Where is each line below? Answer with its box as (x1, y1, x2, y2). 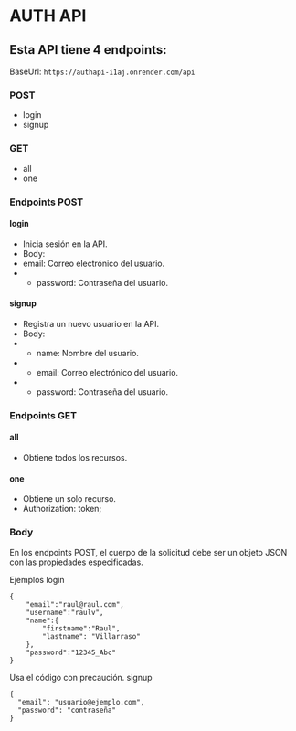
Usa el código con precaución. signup (9, 672, 153, 683)
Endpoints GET (9, 408, 78, 421)
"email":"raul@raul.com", (26, 599, 125, 609)
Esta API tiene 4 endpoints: (9, 42, 167, 58)
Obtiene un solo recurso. (22, 493, 117, 504)
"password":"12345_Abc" (26, 648, 117, 657)
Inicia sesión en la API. (22, 238, 108, 249)
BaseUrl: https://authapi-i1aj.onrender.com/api (9, 66, 196, 77)
